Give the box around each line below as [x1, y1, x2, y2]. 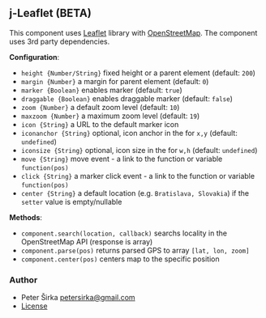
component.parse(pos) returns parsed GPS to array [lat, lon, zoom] [20, 245, 250, 255]
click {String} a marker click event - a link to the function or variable [20, 171, 255, 180]
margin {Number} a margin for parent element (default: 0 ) [20, 76, 209, 86]
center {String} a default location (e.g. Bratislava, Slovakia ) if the [20, 188, 250, 197]
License [20, 301, 48, 311]
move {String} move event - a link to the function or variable [20, 154, 223, 163]
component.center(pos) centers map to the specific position [20, 254, 220, 264]
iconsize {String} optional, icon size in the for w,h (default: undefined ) [20, 145, 258, 155]
